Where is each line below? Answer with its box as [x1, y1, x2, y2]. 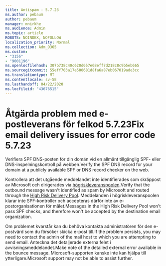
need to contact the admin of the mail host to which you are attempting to [5, 234, 156, 240]
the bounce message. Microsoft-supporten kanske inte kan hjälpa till [5, 250, 146, 256]
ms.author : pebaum [5, 12, 43, 17]
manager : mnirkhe [5, 21, 41, 26]
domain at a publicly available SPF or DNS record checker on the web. [5, 167, 150, 173]
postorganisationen [5, 203, 45, 209]
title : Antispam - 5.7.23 [5, 7, 59, 12]
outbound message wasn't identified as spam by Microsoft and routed [5, 187, 150, 193]
